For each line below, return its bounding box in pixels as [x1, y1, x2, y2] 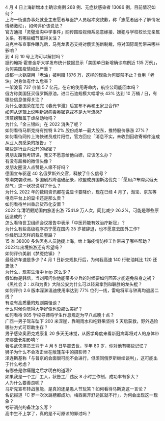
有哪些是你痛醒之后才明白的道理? [5, 367, 72, 373]
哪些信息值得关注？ [5, 97, 44, 102]
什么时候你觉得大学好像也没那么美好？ [5, 306, 82, 312]
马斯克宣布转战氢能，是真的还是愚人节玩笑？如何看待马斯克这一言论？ [5, 386, 147, 391]
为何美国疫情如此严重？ [5, 66, 53, 71]
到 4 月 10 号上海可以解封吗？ [5, 54, 65, 59]
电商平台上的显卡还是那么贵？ [5, 195, 65, 201]
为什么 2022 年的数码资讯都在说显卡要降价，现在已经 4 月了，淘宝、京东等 [5, 189, 157, 194]
